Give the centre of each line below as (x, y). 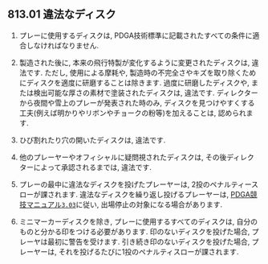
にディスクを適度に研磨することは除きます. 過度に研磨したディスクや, (134, 82)
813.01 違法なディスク (62, 14)
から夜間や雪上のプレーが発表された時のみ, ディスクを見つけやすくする (137, 102)
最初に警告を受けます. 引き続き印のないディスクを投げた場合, (148, 241)
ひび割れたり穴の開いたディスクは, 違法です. (92, 140)
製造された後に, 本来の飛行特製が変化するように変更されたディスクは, (134, 62)
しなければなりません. (63, 45)
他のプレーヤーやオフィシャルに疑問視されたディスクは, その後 (123, 157)
